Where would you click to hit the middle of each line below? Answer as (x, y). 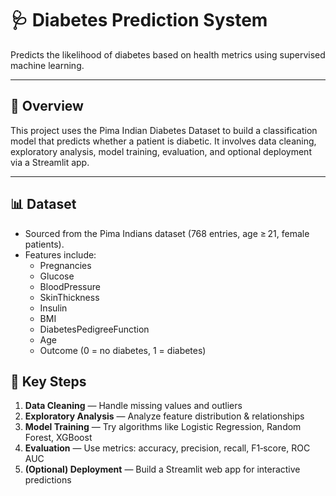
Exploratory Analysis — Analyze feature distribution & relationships (164, 416)
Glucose (57, 276)
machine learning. (47, 65)
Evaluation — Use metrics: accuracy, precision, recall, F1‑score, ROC (167, 448)
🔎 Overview (47, 106)
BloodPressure (70, 286)
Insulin (53, 308)
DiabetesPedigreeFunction (94, 329)
